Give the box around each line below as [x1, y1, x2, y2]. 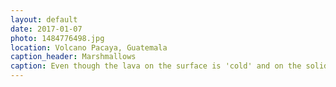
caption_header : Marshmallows [10, 52, 137, 62]
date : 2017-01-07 [10, 24, 83, 34]
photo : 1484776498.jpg [10, 33, 105, 43]
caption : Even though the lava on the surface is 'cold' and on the [10, 61, 302, 71]
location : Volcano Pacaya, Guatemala [10, 42, 168, 53]
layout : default [10, 14, 78, 25]
